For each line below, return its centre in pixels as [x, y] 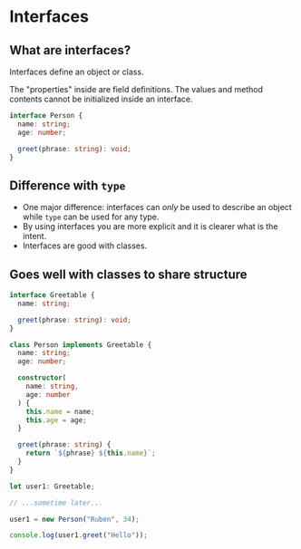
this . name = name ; [60, 411]
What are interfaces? [70, 50]
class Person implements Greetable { [81, 345]
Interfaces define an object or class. [77, 72]
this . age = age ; [57, 420]
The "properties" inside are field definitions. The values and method [136, 89]
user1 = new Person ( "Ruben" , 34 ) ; [75, 519]
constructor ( [42, 378]
